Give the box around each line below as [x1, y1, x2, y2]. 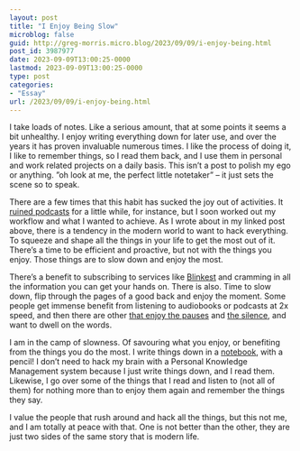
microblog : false [9, 30, 75, 39]
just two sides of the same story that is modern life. [9, 431, 200, 442]
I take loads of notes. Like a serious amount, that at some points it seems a [9, 122, 286, 133]
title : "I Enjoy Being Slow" [9, 22, 119, 31]
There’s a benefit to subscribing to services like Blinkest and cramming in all [9, 272, 291, 282]
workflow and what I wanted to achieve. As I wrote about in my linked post [9, 216, 286, 226]
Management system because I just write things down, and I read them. [9, 366, 275, 377]
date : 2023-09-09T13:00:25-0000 [9, 55, 131, 64]
